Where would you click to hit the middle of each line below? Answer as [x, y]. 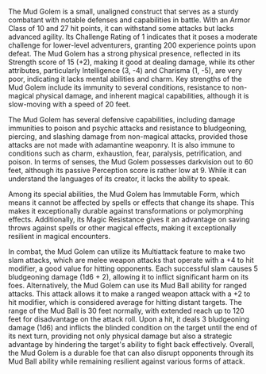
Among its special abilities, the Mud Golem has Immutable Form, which [124, 194]
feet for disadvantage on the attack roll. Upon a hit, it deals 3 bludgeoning [129, 319]
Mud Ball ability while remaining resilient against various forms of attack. [127, 361]
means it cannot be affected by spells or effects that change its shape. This [131, 202]
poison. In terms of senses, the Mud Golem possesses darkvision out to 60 [131, 162]
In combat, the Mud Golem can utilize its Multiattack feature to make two [127, 252]
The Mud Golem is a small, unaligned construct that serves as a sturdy [123, 12]
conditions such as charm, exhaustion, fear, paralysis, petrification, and [125, 153]
